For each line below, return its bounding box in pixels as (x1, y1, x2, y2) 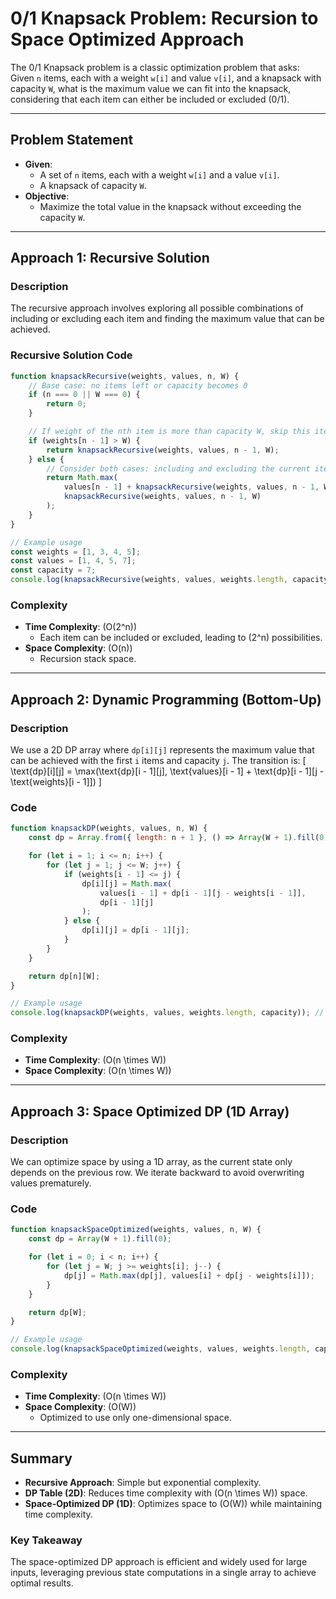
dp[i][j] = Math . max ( (81, 878, 172, 889)
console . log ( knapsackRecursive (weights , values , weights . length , (10, 575, 288, 585)
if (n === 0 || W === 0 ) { (28, 390, 141, 400)
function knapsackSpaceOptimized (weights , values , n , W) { (10, 1225, 262, 1235)
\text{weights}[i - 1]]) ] (10, 776, 102, 788)
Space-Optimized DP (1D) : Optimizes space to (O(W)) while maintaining (24, 1498, 323, 1510)
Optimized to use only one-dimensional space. (39, 1412, 232, 1424)
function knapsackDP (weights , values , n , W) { (10, 823, 208, 834)
